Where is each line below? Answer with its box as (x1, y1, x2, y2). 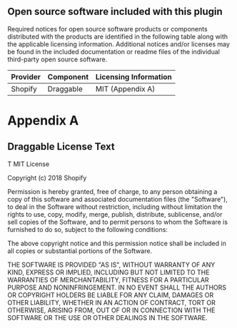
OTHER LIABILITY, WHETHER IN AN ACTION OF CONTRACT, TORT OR (7, 298, 216, 307)
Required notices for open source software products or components (7, 24, 208, 33)
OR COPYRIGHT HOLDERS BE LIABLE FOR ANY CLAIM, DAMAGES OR (7, 290, 214, 299)
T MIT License (7, 160, 50, 168)
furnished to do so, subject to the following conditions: (7, 225, 168, 234)
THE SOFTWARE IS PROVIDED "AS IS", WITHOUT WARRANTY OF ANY (7, 260, 216, 269)
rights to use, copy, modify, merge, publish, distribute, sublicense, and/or (7, 210, 223, 218)
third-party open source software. (7, 55, 108, 63)
